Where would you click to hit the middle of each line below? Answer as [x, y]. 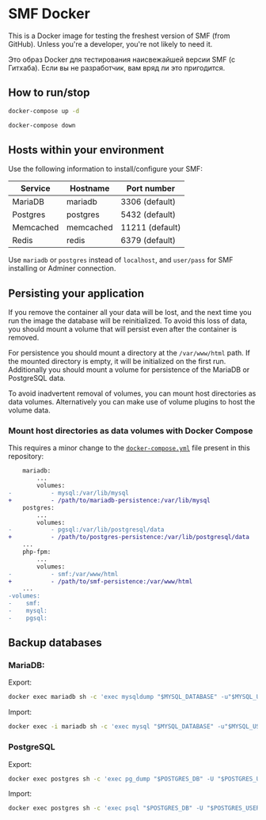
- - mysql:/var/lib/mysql [68, 493]
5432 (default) [148, 214]
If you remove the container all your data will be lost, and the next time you [130, 313]
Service [36, 188]
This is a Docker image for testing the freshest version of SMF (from [119, 36]
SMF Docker [49, 14]
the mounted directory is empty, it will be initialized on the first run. [117, 362]
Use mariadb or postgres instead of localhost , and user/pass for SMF [121, 260]
